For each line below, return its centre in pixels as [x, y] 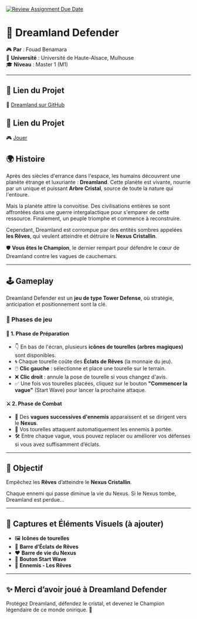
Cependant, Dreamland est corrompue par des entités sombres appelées [94, 230]
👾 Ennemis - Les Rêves [43, 566]
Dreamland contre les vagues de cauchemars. [62, 256]
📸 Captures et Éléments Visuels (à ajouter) [85, 524]
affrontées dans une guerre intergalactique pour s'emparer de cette [88, 212]
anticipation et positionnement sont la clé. [57, 305]
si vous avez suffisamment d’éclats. [57, 444]
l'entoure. [18, 195]
